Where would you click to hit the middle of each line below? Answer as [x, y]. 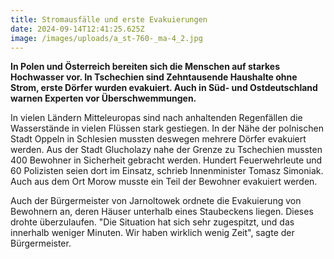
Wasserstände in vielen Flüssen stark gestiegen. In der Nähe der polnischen [167, 128]
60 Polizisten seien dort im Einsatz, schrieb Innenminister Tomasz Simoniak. [167, 171]
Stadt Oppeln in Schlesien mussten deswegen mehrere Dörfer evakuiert [158, 139]
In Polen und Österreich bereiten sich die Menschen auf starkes [145, 67]
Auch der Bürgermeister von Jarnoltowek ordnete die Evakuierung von [156, 201]
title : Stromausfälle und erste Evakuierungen [109, 19]
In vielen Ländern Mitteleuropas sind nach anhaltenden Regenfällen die [156, 118]
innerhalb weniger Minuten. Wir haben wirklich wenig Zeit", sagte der [152, 233]
